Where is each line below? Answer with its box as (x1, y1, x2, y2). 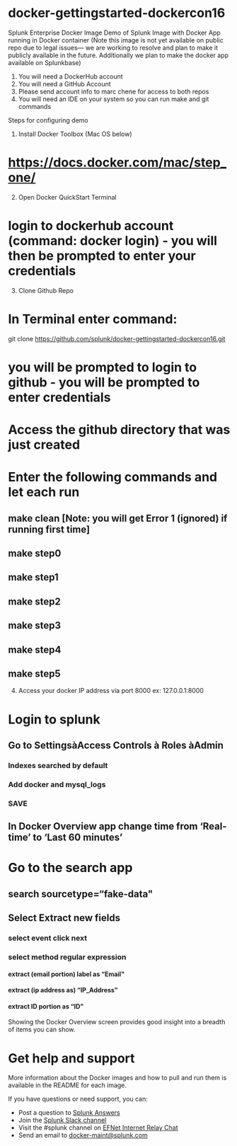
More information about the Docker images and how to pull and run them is (8, 1074, 227, 1082)
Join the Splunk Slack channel (18, 1116, 107, 1125)
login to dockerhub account (8, 218, 174, 234)
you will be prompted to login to (8, 359, 197, 375)
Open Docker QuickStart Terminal (18, 193, 117, 201)
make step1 (8, 571, 59, 583)
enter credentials (8, 389, 111, 405)
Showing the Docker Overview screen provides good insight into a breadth (8, 1018, 226, 1026)
